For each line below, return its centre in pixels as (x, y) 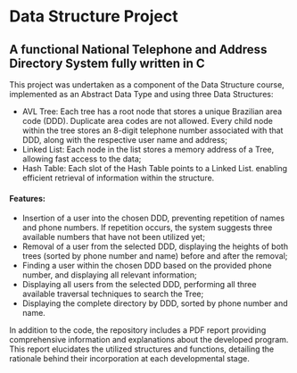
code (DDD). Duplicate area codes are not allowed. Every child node (148, 121)
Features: (28, 198)
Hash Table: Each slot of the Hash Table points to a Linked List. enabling (155, 168)
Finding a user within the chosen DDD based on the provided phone (147, 266)
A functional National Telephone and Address (138, 50)
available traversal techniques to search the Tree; (113, 294)
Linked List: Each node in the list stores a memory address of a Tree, (148, 149)
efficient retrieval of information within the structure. (118, 178)
